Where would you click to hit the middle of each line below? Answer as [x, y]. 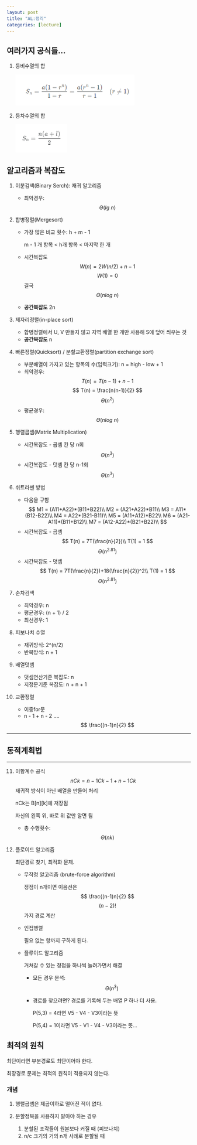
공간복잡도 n [38, 339]
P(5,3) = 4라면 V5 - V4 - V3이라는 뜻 [75, 1013]
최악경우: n [36, 605]
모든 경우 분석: [49, 978]
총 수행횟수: [37, 828]
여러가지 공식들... [36, 51]
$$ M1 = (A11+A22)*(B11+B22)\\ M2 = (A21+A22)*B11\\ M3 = [101, 509]
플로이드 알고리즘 [35, 850]
